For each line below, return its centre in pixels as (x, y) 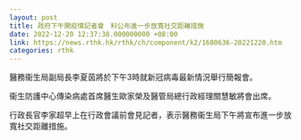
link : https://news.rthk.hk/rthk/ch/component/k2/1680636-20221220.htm (146, 42)
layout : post (34, 17)
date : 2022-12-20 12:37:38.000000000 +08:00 (94, 34)
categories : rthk (42, 51)
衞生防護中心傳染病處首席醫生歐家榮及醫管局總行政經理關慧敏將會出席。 (142, 96)
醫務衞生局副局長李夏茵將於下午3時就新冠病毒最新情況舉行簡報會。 (133, 78)
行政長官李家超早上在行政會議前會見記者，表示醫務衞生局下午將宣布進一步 (146, 115)
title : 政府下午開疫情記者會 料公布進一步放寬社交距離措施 (107, 26)
